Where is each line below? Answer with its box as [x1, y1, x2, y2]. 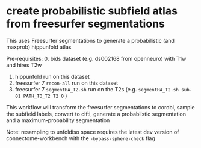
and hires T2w [6, 61, 42, 69]
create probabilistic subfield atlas [6, 4, 178, 18]
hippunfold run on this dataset [14, 73, 90, 80]
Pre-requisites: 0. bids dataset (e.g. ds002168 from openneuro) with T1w [6, 55, 187, 62]
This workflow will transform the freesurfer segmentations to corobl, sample [6, 103, 195, 111]
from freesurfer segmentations [6, 17, 165, 31]
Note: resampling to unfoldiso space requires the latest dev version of [6, 128, 179, 135]
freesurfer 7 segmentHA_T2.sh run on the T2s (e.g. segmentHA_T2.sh [14, 85, 179, 93]
